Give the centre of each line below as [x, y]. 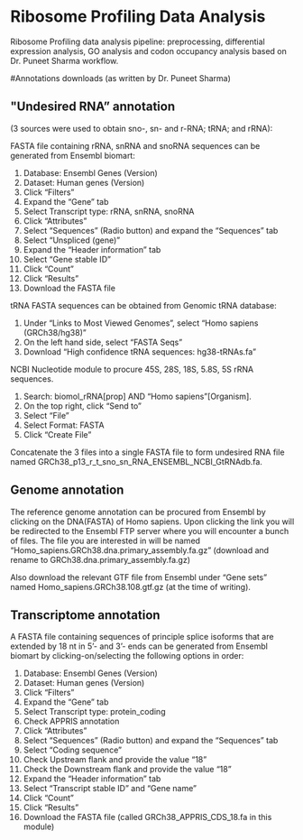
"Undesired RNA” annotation [93, 107]
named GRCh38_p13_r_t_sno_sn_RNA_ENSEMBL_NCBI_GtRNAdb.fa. [136, 461]
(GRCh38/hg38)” [55, 332]
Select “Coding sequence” [73, 750]
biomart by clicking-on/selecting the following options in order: [127, 656]
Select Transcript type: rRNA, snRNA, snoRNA [109, 211]
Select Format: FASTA [64, 425]
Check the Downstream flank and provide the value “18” [128, 770]
